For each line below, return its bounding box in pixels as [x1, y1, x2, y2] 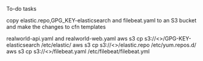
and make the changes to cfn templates [6, 24, 106, 30]
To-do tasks [6, 5, 37, 12]
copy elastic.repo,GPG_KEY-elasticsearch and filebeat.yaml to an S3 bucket [6, 17, 197, 24]
